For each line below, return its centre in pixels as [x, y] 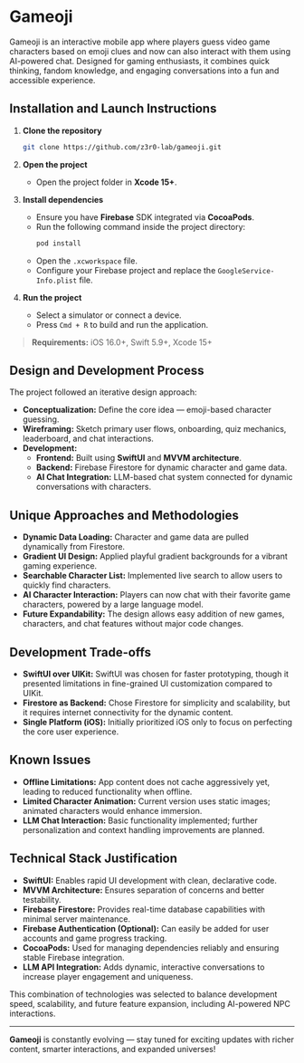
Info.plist [57, 281]
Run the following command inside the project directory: [141, 226]
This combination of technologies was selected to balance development [143, 994]
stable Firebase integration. [73, 957]
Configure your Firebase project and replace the [126, 270]
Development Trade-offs [81, 652]
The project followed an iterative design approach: [103, 392]
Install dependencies [63, 199]
